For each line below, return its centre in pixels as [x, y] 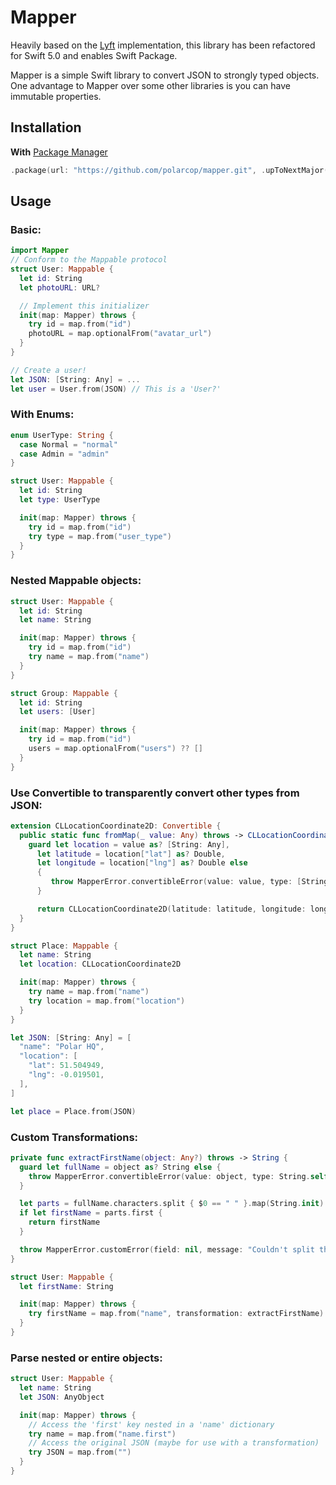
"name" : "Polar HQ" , [62, 1047]
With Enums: [42, 414]
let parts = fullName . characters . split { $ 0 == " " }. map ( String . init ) [172, 1204]
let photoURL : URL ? [60, 287]
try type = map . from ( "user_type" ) [100, 536]
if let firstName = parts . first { [91, 1213]
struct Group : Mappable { [64, 693]
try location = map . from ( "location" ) [107, 1001]
